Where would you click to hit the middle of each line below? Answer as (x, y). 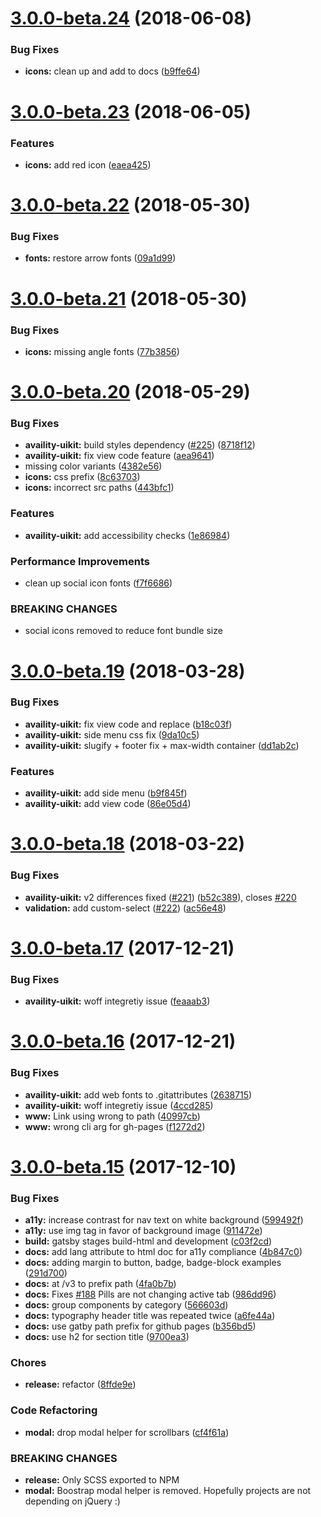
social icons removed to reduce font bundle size (123, 631)
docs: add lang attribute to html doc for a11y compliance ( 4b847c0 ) (163, 1252)
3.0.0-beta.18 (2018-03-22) (128, 844)
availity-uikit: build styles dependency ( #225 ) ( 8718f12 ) (140, 445)
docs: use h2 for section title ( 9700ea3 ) (107, 1337)
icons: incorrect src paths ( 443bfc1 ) (99, 488)
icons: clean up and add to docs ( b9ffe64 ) (112, 71)
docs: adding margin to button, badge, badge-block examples (153, 1263)
